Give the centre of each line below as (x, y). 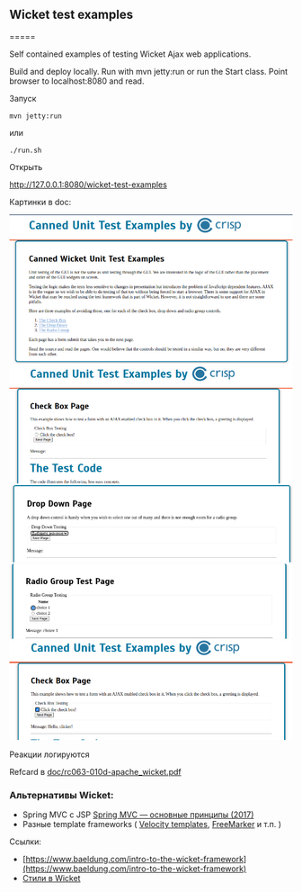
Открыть (26, 167)
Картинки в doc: (40, 202)
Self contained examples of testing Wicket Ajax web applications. (130, 54)
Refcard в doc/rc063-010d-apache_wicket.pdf (95, 772)
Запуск (23, 98)
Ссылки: (26, 842)
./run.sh (26, 150)
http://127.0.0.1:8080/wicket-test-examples (89, 185)
